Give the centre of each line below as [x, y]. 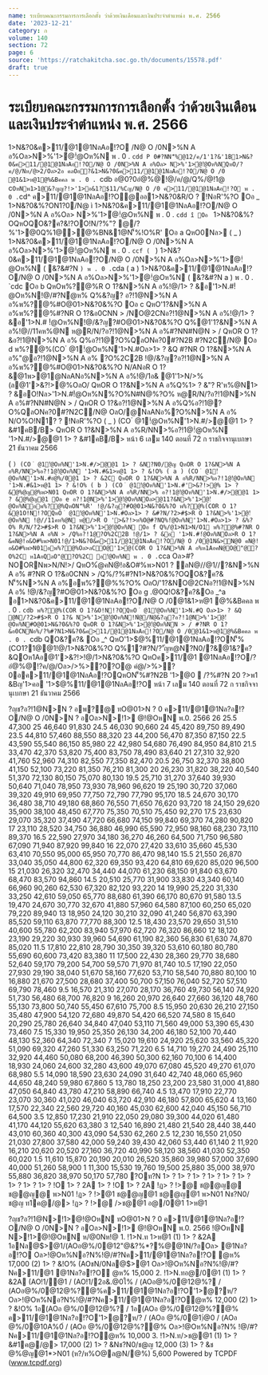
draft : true [28, 68]
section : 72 [28, 45]
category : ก [28, 30]
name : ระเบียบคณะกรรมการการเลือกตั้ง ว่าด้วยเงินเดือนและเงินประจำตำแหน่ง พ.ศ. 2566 [114, 16]
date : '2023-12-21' [41, 23]
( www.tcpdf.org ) [35, 1362]
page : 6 [21, 53]
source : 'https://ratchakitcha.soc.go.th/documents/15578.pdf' [116, 61]
